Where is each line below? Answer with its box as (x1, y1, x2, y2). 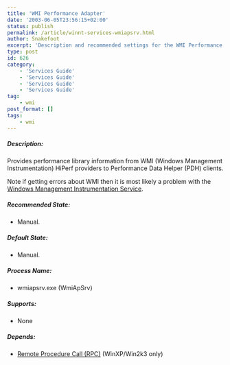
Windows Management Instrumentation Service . (7, 185, 143, 193)
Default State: (7, 234, 48, 242)
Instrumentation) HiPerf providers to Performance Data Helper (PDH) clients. (7, 164, 224, 172)
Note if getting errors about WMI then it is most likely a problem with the (7, 178, 211, 186)
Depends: (7, 332, 36, 340)
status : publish (7, 23, 54, 30)
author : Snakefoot (7, 36, 60, 43)
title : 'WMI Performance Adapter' (7, 10, 106, 17)
